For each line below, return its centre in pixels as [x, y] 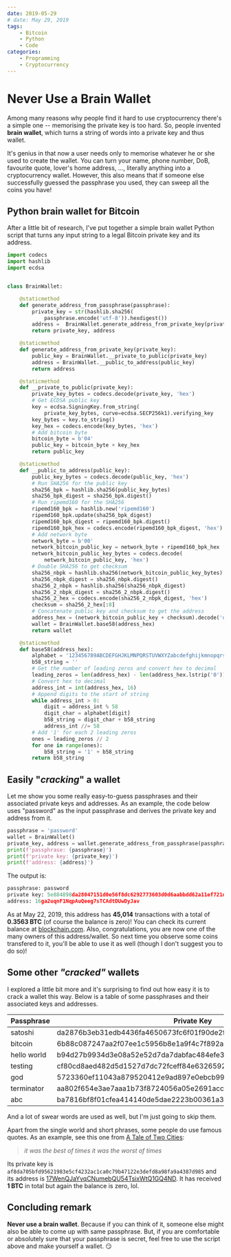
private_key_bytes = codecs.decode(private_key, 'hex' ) [113, 394]
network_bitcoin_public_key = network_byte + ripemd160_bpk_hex [126, 547]
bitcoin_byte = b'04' [63, 439]
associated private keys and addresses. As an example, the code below [109, 803]
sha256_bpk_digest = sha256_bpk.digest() [92, 496]
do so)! [17, 951]
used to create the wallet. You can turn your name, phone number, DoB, [109, 160]
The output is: [27, 876]
